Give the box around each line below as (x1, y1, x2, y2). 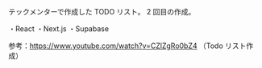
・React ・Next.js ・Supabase (8, 24, 110, 34)
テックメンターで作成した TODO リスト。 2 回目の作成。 (8, 7, 196, 16)
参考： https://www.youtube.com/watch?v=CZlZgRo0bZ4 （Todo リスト (8, 41, 247, 50)
